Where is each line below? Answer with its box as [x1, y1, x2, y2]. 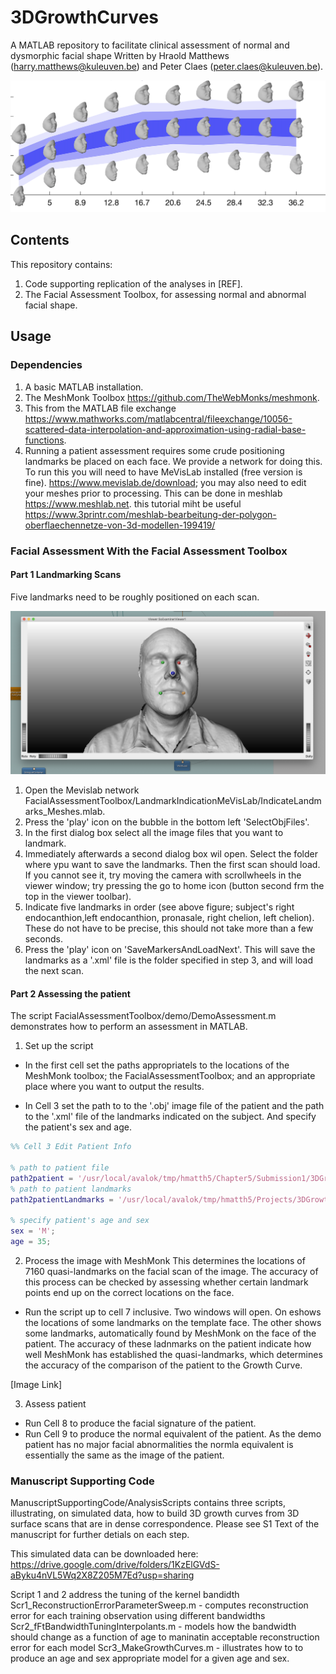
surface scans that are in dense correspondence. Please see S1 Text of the [10, 1518, 320, 1530]
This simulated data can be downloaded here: [10, 1548, 199, 1560]
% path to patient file [10, 1163, 110, 1173]
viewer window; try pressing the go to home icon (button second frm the [24, 880, 325, 892]
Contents [10, 232, 70, 249]
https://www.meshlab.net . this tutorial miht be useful [24, 497, 242, 510]
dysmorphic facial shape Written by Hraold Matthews [10, 49, 230, 61]
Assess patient [24, 1398, 87, 1410]
